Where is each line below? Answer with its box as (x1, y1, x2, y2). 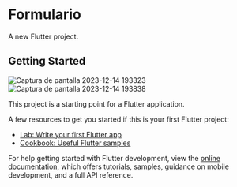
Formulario (8, 6, 81, 24)
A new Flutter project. (8, 32, 79, 41)
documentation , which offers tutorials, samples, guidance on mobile (8, 162, 229, 171)
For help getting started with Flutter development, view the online (8, 153, 221, 163)
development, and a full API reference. (8, 170, 134, 179)
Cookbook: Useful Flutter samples (19, 138, 131, 148)
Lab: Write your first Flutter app (19, 129, 122, 139)
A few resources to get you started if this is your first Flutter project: (8, 114, 229, 124)
